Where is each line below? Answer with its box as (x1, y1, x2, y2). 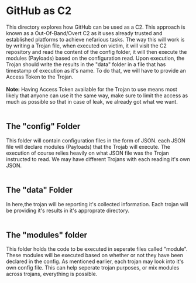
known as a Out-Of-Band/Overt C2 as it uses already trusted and (6, 29, 163, 36)
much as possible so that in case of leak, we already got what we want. (6, 98, 178, 105)
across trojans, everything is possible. (6, 271, 98, 278)
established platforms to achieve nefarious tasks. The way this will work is (6, 36, 185, 43)
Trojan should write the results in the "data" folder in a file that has (6, 60, 166, 68)
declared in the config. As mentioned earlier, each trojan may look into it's (6, 258, 184, 265)
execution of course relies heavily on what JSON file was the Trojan (6, 149, 170, 156)
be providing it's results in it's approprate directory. (6, 207, 130, 214)
